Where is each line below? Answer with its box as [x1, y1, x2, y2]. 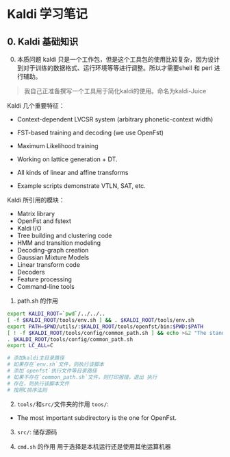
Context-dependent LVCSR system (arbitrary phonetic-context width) [16, 115, 214, 124]
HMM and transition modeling [16, 239, 101, 247]
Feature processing [16, 275, 72, 283]
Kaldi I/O [16, 224, 42, 232]
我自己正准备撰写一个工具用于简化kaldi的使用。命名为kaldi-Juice [23, 87, 207, 95]
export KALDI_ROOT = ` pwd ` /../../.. [7, 310, 106, 317]
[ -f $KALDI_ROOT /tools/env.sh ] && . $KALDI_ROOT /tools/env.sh [7, 316, 194, 323]
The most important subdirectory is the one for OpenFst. [16, 413, 177, 422]
